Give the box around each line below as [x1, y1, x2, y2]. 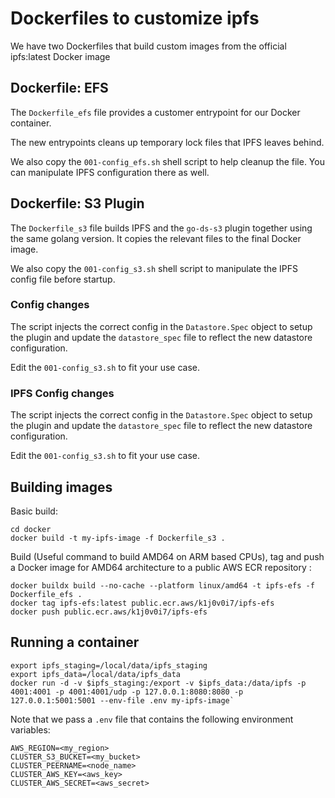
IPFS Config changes [10, 386, 115, 400]
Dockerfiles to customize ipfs [10, 7, 260, 30]
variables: [10, 723, 51, 736]
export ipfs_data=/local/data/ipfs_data [10, 669, 182, 679]
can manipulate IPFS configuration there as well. [10, 166, 210, 178]
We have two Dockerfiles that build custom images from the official [10, 40, 287, 52]
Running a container [10, 634, 140, 651]
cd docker [10, 524, 52, 534]
